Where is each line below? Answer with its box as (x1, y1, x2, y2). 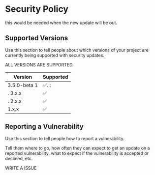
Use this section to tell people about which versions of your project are (5, 47, 149, 53)
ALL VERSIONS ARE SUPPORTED (5, 61, 73, 67)
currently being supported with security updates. (5, 52, 105, 58)
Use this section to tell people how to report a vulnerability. (5, 135, 124, 141)
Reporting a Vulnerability (5, 122, 84, 131)
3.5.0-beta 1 (7, 82, 38, 88)
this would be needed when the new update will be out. (5, 20, 117, 26)
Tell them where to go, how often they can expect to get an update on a (5, 145, 150, 151)
